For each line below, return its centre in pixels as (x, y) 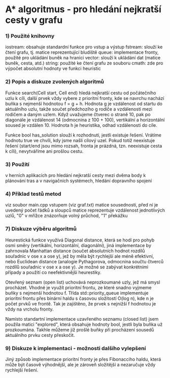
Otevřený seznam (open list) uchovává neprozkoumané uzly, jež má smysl (83, 282)
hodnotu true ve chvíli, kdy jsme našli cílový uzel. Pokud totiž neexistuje (80, 140)
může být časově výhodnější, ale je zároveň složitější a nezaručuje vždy (80, 364)
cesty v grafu (34, 20)
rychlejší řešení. (22, 370)
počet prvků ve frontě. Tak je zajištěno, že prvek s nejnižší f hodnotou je (81, 303)
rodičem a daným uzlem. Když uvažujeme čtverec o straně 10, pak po (78, 114)
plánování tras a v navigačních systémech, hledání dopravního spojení (79, 181)
